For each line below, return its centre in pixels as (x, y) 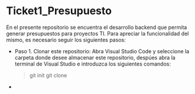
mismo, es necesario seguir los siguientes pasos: (66, 40)
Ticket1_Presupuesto (59, 11)
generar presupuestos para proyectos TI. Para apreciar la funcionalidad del (97, 33)
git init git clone (48, 75)
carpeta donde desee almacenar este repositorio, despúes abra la (95, 57)
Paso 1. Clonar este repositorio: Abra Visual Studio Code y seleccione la (102, 51)
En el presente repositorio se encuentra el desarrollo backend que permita (97, 27)
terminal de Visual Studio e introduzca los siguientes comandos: (93, 64)
